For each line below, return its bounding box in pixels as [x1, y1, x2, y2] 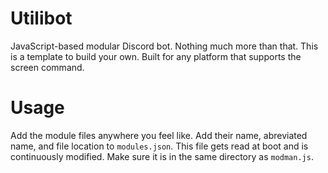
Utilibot [10, 7, 73, 30]
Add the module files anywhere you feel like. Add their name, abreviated [10, 129, 308, 141]
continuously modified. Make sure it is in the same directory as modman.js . [10, 150, 314, 162]
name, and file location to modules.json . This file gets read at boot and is [10, 140, 309, 152]
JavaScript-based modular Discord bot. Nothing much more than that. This [10, 40, 319, 52]
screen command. [10, 61, 85, 73]
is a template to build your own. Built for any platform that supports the [10, 50, 302, 62]
